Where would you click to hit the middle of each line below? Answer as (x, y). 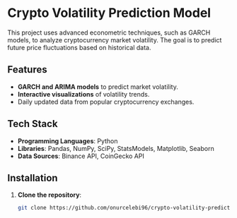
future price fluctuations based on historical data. (79, 47)
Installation (33, 178)
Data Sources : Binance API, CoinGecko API (81, 156)
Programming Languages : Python (68, 141)
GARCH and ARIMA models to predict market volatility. (98, 87)
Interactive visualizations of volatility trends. (83, 94)
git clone (32, 208)
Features (27, 69)
